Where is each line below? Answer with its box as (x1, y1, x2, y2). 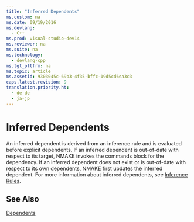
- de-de (11, 90, 30, 96)
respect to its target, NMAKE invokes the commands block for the (6, 152, 164, 159)
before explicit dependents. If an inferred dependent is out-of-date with (6, 146, 179, 153)
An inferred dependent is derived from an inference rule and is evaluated (6, 140, 182, 147)
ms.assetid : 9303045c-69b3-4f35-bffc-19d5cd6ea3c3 (6, 74, 132, 79)
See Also (6, 194, 39, 204)
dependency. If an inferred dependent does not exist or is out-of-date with (6, 158, 186, 165)
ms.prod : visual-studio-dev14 (6, 36, 80, 41)
